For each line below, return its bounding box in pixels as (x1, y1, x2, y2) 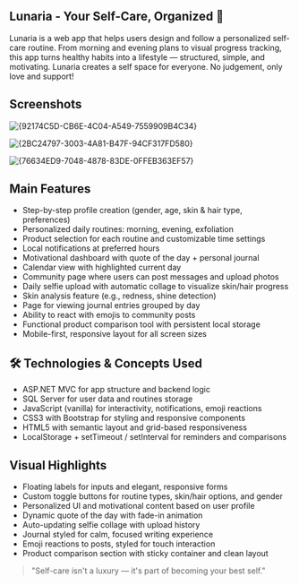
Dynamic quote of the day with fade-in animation (21, 510, 203, 520)
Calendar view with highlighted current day (21, 262, 182, 273)
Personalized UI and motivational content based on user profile (21, 501, 255, 512)
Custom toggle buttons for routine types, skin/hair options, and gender (21, 491, 284, 502)
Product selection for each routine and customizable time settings (21, 234, 266, 245)
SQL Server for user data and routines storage (21, 393, 193, 404)
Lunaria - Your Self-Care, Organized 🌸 (9, 9, 224, 24)
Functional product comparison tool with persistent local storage (21, 319, 261, 330)
